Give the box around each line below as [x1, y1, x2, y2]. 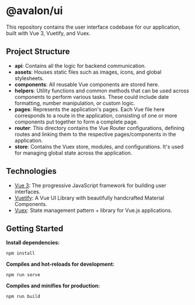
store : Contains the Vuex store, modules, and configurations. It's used [14, 143, 184, 150]
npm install [6, 251, 35, 256]
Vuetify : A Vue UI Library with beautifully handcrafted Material [14, 194, 165, 201]
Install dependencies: [6, 239, 60, 246]
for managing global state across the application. [14, 149, 133, 156]
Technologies [6, 166, 57, 176]
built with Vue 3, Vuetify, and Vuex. [6, 29, 90, 36]
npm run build [6, 294, 41, 300]
